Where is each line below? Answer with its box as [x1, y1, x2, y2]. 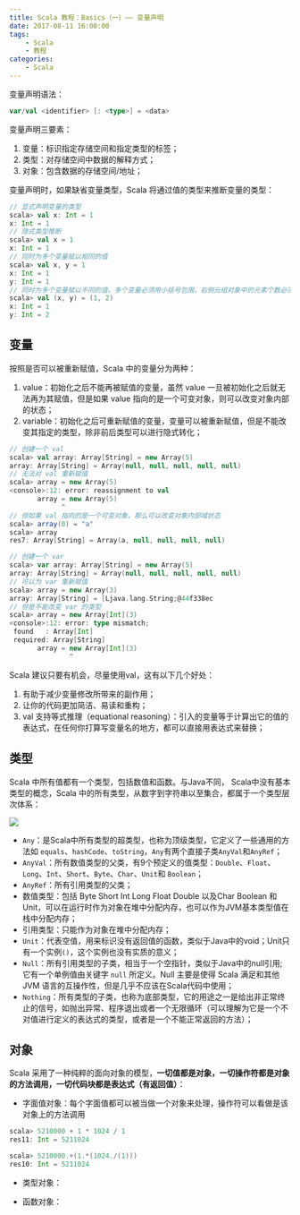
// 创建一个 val [9, 444, 64, 453]
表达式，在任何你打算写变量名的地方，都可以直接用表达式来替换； [21, 722, 265, 732]
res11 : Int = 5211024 [9, 1135, 90, 1144]
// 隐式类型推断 [9, 227, 62, 236]
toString [111, 847, 145, 856]
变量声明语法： [9, 89, 64, 99]
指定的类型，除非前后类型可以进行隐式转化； [37, 426, 203, 437]
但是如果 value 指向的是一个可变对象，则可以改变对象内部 [77, 393, 290, 404]
